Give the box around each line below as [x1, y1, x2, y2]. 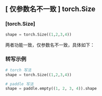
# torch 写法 [5, 68, 32, 73]
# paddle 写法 [5, 81, 34, 86]
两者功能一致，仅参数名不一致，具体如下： [5, 42, 95, 48]
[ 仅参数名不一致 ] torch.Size [5, 5, 96, 14]
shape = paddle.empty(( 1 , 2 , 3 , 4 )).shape [5, 86, 97, 91]
